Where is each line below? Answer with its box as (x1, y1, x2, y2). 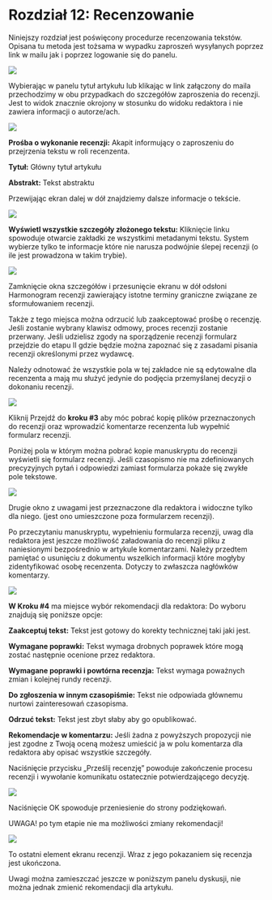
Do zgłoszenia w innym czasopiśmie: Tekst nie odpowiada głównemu (8, 690, 243, 699)
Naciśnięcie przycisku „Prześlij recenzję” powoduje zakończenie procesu (8, 763, 253, 772)
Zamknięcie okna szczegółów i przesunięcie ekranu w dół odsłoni (8, 281, 227, 291)
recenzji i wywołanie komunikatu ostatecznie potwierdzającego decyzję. (8, 772, 249, 781)
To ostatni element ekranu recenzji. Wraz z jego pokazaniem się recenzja (8, 849, 253, 859)
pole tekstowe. (8, 471, 58, 481)
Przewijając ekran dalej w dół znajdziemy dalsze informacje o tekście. (8, 193, 241, 203)
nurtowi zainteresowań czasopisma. (8, 699, 129, 708)
